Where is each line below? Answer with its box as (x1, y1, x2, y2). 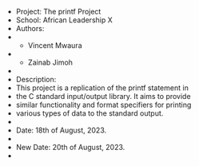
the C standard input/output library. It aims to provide (15, 92, 191, 101)
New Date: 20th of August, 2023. (15, 143, 125, 152)
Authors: (15, 24, 45, 33)
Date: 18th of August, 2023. (15, 125, 107, 135)
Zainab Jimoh (27, 57, 74, 67)
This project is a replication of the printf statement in (15, 83, 189, 93)
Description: (15, 75, 57, 84)
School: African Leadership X (15, 15, 113, 25)
